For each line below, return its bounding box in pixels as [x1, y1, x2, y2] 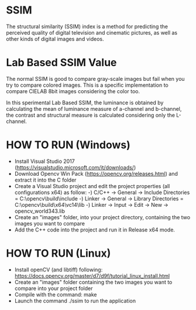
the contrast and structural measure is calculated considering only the [6, 111, 176, 118]
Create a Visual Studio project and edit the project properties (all [14, 182, 170, 189]
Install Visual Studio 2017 [14, 158, 75, 165]
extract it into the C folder [14, 176, 77, 183]
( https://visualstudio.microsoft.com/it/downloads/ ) [14, 163, 136, 171]
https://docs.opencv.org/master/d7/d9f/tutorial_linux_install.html [14, 272, 170, 279]
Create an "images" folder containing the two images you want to [14, 278, 173, 285]
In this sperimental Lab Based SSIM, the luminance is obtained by [6, 99, 164, 106]
